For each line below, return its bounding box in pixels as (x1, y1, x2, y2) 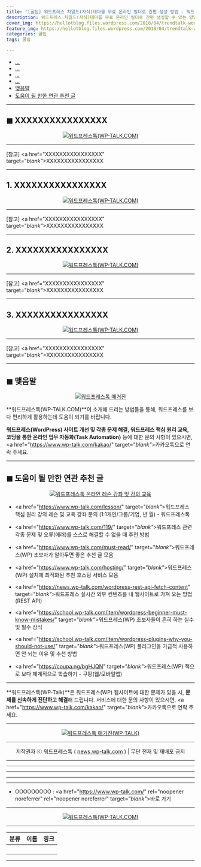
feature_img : (6, 25, 39, 32)
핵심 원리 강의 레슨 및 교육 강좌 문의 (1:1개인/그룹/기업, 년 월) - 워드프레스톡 (14, 510, 190, 517)
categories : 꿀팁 (6, 31, 47, 37)
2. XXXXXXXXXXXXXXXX (6, 245, 109, 255)
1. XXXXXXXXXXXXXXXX (6, 180, 107, 191)
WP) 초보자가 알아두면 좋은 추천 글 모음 (22, 551, 114, 558)
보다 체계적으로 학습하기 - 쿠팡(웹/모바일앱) (21, 670, 123, 678)
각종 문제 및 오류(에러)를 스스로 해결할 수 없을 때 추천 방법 (14, 531, 150, 538)
